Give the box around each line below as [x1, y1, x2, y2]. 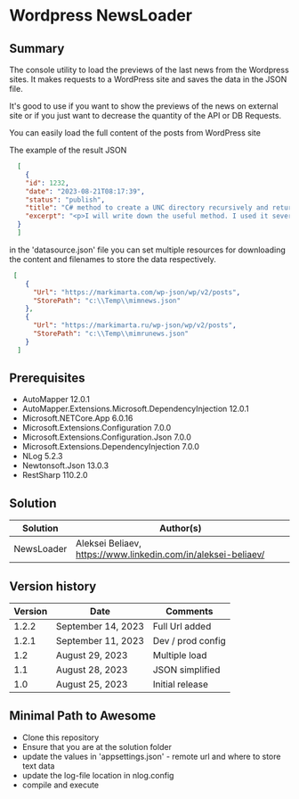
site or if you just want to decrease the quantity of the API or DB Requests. [9, 111, 282, 120]
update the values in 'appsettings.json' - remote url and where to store [21, 751, 281, 762]
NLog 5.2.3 [21, 451, 63, 462]
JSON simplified [152, 663, 221, 676]
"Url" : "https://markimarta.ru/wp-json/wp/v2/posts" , [32, 321, 238, 330]
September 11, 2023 [56, 635, 145, 647]
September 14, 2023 [56, 621, 145, 633]
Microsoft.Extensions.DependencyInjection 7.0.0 [21, 441, 200, 452]
